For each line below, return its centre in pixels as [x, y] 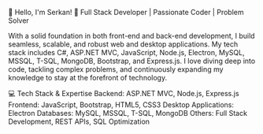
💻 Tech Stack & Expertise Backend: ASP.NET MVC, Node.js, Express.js [124, 93]
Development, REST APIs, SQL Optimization [79, 121]
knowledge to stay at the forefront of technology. [88, 78]
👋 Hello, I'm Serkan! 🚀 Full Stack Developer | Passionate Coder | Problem [126, 12]
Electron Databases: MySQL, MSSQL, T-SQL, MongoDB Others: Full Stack [128, 113]
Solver [19, 20]
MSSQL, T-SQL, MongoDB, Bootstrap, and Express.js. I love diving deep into [132, 61]
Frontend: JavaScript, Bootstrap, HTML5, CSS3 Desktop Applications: [121, 105]
